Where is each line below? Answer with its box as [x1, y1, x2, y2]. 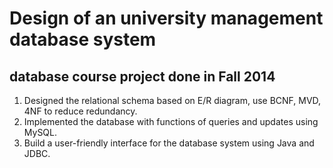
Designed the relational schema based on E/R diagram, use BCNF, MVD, [23, 95, 322, 106]
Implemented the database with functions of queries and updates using [23, 116, 319, 127]
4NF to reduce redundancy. [23, 105, 138, 117]
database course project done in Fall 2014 [9, 68, 276, 85]
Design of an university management [9, 7, 324, 30]
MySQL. [23, 127, 58, 138]
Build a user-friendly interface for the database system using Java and [23, 137, 315, 149]
